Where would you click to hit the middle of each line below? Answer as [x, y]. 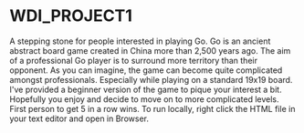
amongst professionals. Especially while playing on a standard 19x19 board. [151, 79]
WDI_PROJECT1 [71, 16]
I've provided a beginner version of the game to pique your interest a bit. [146, 89]
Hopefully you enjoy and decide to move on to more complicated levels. [145, 99]
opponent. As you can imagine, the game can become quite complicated [146, 70]
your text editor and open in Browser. [79, 118]
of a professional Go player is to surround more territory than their [134, 60]
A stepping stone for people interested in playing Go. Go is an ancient [140, 41]
